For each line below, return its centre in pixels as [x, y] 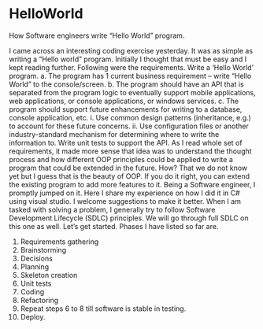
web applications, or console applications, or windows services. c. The [124, 101]
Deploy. [33, 316]
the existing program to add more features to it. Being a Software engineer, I [132, 184]
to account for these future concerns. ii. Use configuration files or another [129, 126]
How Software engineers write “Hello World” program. [97, 35]
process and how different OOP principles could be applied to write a [121, 159]
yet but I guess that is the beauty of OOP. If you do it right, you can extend [130, 176]
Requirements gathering [59, 242]
